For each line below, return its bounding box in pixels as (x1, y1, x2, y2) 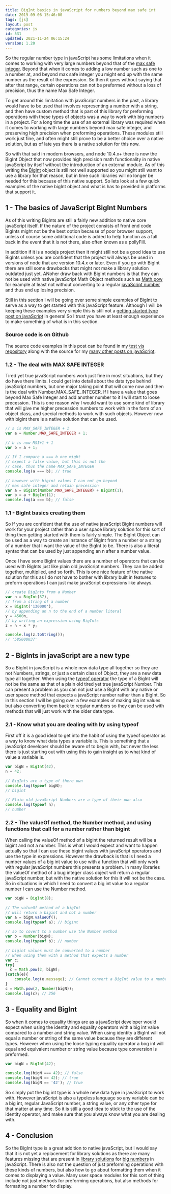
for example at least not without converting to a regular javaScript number (5, 281, 160, 287)
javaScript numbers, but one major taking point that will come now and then (5, 384, 164, 390)
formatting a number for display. (5, 1183, 73, 1189)
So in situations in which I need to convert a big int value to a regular (5, 881, 149, 887)
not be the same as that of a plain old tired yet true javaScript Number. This (5, 681, 163, 687)
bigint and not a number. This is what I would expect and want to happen (5, 842, 158, 849)
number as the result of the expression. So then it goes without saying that (5, 76, 162, 82)
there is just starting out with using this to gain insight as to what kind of (5, 749, 156, 755)
